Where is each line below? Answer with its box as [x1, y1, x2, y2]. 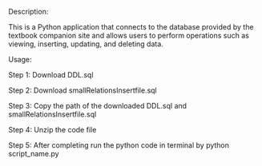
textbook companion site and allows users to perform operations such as [8, 31, 250, 40]
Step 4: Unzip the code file [8, 125, 97, 134]
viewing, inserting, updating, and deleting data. [8, 39, 164, 49]
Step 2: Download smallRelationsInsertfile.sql [8, 85, 158, 95]
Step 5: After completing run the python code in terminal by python [8, 140, 230, 150]
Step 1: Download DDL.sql [8, 70, 94, 79]
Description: [8, 7, 49, 16]
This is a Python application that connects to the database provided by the [8, 22, 254, 31]
